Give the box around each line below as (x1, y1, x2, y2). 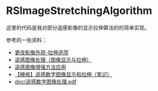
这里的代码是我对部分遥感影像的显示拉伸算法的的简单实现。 (6, 24, 150, 31)
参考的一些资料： (6, 36, 47, 43)
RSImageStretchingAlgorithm (6, 4, 153, 17)
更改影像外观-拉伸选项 (14, 48, 69, 56)
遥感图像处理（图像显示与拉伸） (14, 56, 92, 63)
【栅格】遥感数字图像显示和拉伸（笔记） (14, 71, 112, 78)
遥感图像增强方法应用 (14, 63, 66, 71)
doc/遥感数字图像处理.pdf (14, 78, 77, 85)
